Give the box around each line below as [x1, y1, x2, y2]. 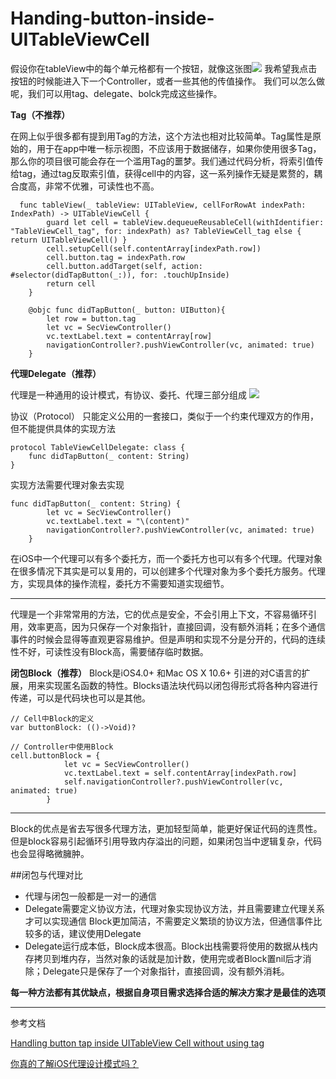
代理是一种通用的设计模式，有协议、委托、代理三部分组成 [10, 388, 247, 401]
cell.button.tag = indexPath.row [46, 252, 186, 262]
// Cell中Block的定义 [10, 713, 95, 724]
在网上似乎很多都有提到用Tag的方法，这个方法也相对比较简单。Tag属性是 [10, 130, 313, 142]
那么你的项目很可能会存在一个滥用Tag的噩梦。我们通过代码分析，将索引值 [10, 155, 315, 167]
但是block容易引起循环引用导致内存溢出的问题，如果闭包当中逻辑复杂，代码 [10, 835, 323, 847]
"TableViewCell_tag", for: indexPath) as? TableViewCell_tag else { [10, 226, 302, 236]
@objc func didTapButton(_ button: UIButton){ [28, 305, 226, 315]
